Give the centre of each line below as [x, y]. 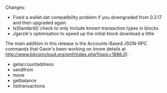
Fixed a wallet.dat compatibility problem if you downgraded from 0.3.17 [87, 17]
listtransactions [29, 86]
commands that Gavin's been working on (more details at [66, 49]
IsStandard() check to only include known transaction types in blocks [86, 28]
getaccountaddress [33, 64]
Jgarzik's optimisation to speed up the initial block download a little [83, 33]
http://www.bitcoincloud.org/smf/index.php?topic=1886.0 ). [67, 54]
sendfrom [23, 69]
